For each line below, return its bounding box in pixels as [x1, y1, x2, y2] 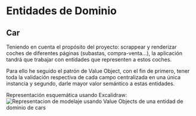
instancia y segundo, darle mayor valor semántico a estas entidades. [6, 80, 175, 87]
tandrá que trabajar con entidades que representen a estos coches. [6, 56, 172, 63]
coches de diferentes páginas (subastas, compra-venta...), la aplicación [6, 50, 183, 57]
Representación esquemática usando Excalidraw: [6, 92, 127, 98]
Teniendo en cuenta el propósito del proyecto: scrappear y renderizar [6, 43, 177, 50]
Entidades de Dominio [6, 4, 117, 18]
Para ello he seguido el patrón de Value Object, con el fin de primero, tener [6, 67, 190, 75]
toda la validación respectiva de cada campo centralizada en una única [6, 74, 181, 80]
